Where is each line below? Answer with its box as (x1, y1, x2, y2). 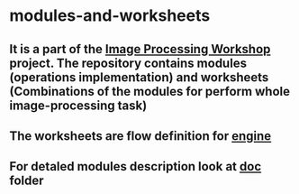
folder (9, 173, 44, 189)
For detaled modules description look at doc (9, 159, 262, 174)
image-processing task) (9, 97, 148, 113)
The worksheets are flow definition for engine (9, 128, 272, 143)
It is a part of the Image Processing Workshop (9, 42, 271, 57)
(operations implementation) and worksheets (9, 69, 269, 85)
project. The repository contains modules (9, 55, 248, 70)
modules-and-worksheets (9, 5, 211, 26)
